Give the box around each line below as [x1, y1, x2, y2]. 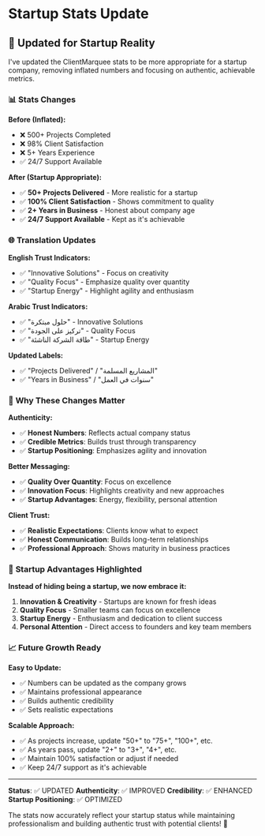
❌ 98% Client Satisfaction [19, 139, 104, 148]
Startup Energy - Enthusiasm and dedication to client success [19, 613, 222, 624]
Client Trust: [8, 510, 50, 519]
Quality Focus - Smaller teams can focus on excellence [19, 605, 201, 615]
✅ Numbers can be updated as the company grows [19, 678, 187, 688]
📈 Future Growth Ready [8, 643, 102, 654]
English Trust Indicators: [8, 253, 91, 262]
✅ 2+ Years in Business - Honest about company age [19, 206, 196, 216]
